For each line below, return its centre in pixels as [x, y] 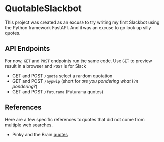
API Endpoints [28, 49]
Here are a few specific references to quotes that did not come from [75, 119]
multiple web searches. [29, 125]
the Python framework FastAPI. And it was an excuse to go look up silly [78, 27]
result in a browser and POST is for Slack [46, 66]
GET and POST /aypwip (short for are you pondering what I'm [75, 81]
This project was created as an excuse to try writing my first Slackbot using [82, 22]
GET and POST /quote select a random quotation [62, 76]
